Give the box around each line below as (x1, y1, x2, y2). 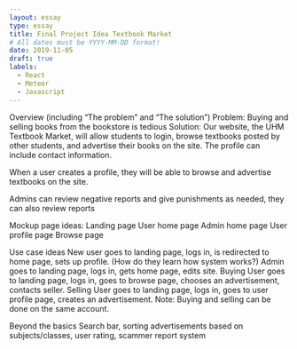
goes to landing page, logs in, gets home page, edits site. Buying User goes (9, 266, 285, 276)
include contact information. (9, 149, 113, 160)
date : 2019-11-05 (9, 46, 74, 55)
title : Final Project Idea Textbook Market (9, 29, 173, 38)
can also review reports (9, 202, 96, 213)
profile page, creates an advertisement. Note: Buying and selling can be (9, 294, 272, 305)
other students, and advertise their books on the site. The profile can (9, 139, 261, 151)
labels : (9, 63, 38, 72)
